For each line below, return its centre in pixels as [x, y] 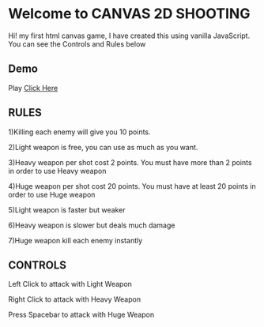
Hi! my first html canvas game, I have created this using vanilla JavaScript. [129, 36]
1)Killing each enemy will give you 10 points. [80, 132]
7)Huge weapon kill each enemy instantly [75, 240]
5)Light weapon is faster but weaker [67, 209]
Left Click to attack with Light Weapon [70, 284]
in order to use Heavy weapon [57, 171]
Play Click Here [33, 88]
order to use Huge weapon [52, 194]
